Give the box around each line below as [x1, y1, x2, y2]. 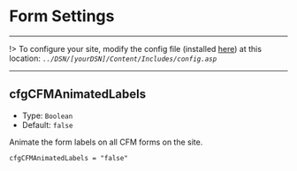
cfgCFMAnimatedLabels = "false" [9, 153, 128, 162]
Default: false [21, 119, 73, 130]
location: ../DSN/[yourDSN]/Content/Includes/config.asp [9, 53, 217, 63]
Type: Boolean [21, 110, 73, 121]
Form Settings [9, 6, 115, 26]
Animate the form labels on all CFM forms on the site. [9, 137, 203, 147]
